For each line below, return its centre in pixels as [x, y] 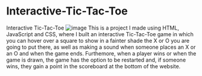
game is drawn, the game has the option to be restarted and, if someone [96, 60]
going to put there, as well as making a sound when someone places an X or [101, 47]
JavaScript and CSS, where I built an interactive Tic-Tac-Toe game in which [100, 34]
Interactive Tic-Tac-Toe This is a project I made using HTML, [93, 28]
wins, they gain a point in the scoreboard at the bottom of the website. [93, 66]
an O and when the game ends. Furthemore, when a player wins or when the [101, 53]
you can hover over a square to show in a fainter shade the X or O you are [98, 40]
